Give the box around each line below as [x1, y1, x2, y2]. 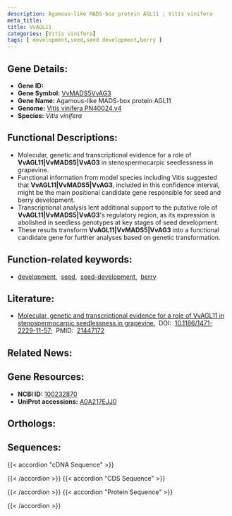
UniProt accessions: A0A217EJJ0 [17, 397, 117, 406]
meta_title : [7, 17, 42, 24]
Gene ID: [17, 81, 44, 90]
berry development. [17, 196, 75, 204]
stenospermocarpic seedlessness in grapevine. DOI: [17, 319, 171, 328]
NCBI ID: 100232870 [17, 390, 78, 398]
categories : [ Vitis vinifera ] [7, 30, 97, 37]
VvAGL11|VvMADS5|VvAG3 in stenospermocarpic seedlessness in [17, 158, 214, 167]
